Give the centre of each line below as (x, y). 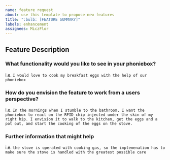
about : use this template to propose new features (60, 15)
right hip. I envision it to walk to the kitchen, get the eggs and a (81, 119)
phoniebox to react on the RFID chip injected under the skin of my (79, 115)
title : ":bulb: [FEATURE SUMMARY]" (43, 19)
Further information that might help (50, 137)
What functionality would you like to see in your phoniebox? (81, 64)
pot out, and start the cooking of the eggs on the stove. (69, 124)
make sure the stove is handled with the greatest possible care (76, 152)
